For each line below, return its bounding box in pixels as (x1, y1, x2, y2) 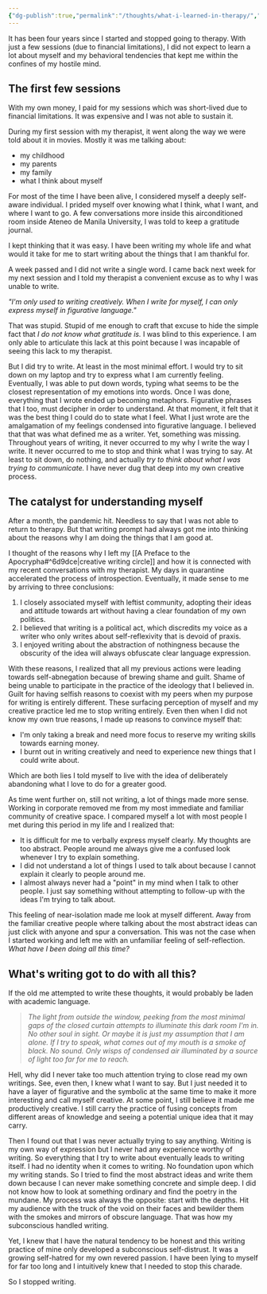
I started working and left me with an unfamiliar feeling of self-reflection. (8, 936, 246, 945)
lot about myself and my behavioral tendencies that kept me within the (8, 50, 238, 60)
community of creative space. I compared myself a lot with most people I (8, 811, 247, 821)
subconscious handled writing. (8, 1221, 109, 1230)
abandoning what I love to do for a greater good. (8, 780, 167, 789)
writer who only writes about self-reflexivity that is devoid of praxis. (19, 631, 242, 641)
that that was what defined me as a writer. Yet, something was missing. (8, 429, 241, 439)
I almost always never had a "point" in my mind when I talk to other (19, 878, 239, 888)
